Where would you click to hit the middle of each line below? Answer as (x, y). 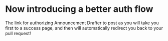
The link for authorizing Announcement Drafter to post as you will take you (82, 23)
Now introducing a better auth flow (79, 9)
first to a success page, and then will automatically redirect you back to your (84, 28)
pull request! (18, 33)
